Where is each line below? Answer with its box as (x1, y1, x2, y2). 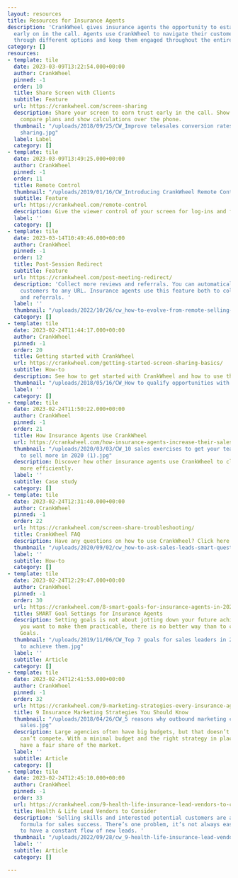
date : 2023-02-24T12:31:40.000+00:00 (13, 497, 125, 505)
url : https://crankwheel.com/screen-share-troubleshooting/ (13, 524, 195, 531)
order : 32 (13, 695, 42, 702)
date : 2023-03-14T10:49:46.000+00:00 (13, 235, 125, 242)
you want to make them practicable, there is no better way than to (20, 623, 227, 631)
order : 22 (13, 518, 42, 525)
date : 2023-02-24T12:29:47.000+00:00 (13, 577, 125, 585)
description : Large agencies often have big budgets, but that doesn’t (13, 728, 230, 736)
